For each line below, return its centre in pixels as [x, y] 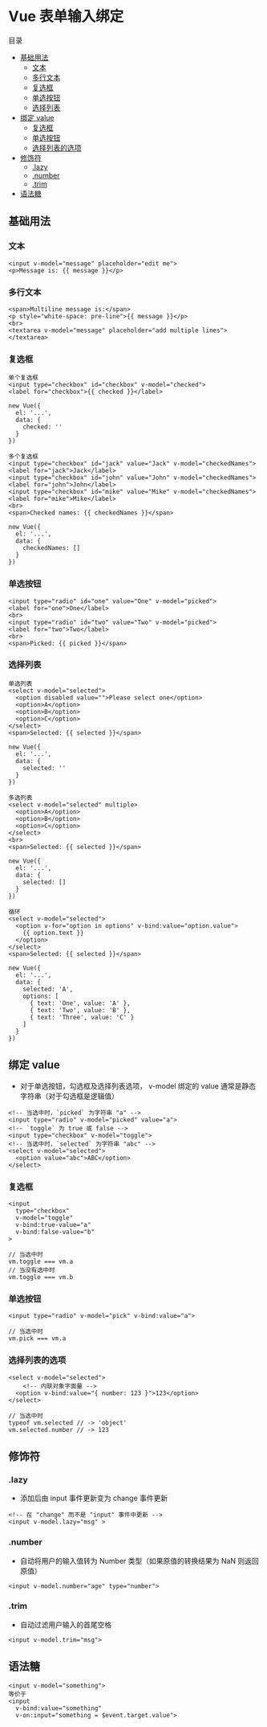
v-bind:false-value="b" [55, 1232]
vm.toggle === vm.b [41, 1277]
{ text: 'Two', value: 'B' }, [80, 1010]
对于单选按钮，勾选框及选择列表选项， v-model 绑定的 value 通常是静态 [138, 1085]
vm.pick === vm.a [37, 1339]
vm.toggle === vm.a [41, 1261]
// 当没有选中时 [32, 1270]
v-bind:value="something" [59, 1708]
